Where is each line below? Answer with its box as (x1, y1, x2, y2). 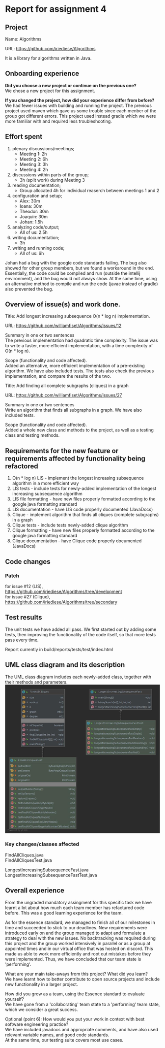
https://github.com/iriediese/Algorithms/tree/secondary (5, 599, 118, 605)
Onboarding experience (5, 69, 80, 78)
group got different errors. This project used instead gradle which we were (5, 113, 156, 119)
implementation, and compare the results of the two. (5, 373, 111, 379)
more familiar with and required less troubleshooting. (5, 118, 112, 124)
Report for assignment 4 (5, 3, 107, 15)
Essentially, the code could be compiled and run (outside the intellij (5, 270, 141, 276)
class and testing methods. (5, 432, 60, 438)
